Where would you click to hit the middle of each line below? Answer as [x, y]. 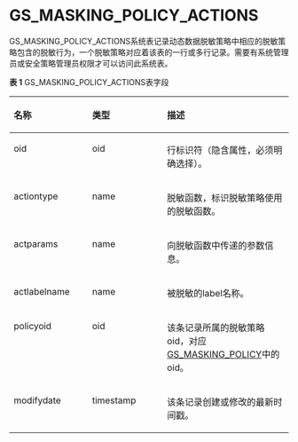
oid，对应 [187, 341]
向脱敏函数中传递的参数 [216, 245]
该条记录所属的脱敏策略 [216, 328]
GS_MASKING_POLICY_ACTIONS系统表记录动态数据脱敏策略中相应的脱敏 [144, 41]
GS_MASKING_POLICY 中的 [223, 354]
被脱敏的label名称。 [208, 293]
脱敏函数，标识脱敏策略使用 [225, 198]
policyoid [32, 326]
